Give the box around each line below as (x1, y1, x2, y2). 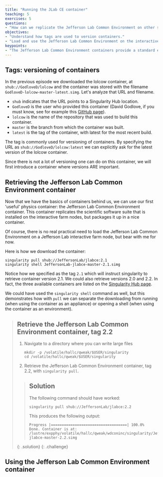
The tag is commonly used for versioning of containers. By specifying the (5, 139, 152, 145)
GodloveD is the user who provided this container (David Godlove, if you (12, 104, 154, 110)
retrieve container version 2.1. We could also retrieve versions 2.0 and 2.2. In (5, 276, 158, 282)
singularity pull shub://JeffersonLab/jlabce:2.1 (5, 258, 108, 263)
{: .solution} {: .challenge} (16, 443, 68, 449)
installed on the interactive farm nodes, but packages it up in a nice (5, 214, 140, 220)
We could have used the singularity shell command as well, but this (5, 291, 145, 296)
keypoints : (5, 43, 27, 48)
